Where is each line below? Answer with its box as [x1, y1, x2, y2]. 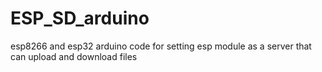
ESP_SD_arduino [10, 7, 150, 30]
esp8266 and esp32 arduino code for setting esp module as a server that [10, 40, 312, 52]
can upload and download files [10, 50, 138, 62]
